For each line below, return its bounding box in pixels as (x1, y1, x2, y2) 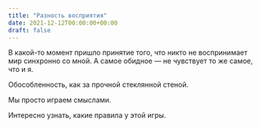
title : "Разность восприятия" (8, 11, 108, 20)
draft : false (8, 26, 51, 34)
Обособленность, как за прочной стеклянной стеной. (8, 80, 189, 89)
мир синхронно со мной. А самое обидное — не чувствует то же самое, (8, 56, 254, 66)
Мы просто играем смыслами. (8, 96, 112, 105)
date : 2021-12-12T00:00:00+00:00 (8, 19, 118, 27)
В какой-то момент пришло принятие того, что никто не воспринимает (8, 48, 248, 58)
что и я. (8, 65, 34, 74)
